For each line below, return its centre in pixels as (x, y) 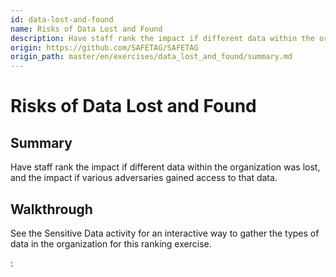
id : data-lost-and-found (62, 19)
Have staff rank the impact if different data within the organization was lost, (165, 167)
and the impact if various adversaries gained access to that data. (144, 178)
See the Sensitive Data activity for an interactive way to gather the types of (165, 233)
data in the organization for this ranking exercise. (111, 243)
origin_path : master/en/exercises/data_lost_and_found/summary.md (151, 57)
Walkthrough (51, 209)
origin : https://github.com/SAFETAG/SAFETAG (104, 47)
